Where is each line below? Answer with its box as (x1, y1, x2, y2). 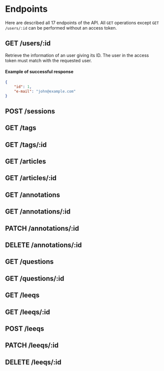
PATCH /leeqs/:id (5, 341, 59, 350)
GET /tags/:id (5, 140, 47, 149)
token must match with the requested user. (5, 58, 92, 63)
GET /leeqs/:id (5, 308, 50, 316)
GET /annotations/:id (5, 208, 71, 216)
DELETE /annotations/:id (5, 241, 82, 249)
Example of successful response (5, 69, 74, 75)
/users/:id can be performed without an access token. (5, 25, 117, 31)
